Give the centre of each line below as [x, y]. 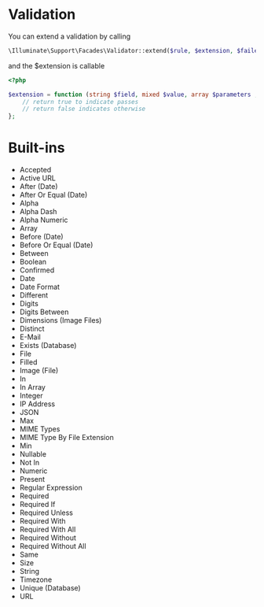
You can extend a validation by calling [70, 36]
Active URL [38, 178]
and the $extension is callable [57, 65]
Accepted [35, 170]
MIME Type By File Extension [66, 438]
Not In [29, 463]
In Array [32, 387]
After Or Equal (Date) [53, 195]
